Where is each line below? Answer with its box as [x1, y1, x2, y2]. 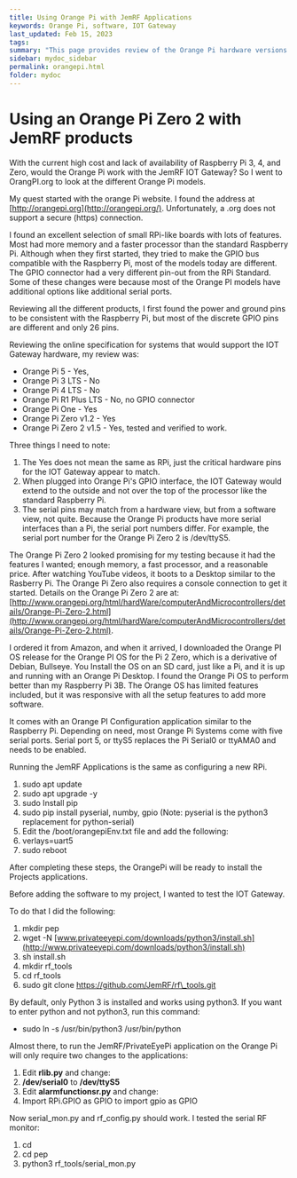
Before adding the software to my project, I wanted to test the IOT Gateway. [9, 889, 285, 899]
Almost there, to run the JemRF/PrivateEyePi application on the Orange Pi [9, 1040, 277, 1051]
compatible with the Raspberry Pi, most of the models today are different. [9, 257, 277, 268]
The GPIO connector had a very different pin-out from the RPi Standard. [9, 267, 272, 278]
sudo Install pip [21, 797, 78, 808]
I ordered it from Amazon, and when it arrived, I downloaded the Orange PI [9, 642, 282, 652]
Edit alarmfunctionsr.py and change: [21, 1086, 159, 1096]
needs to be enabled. [9, 744, 87, 755]
